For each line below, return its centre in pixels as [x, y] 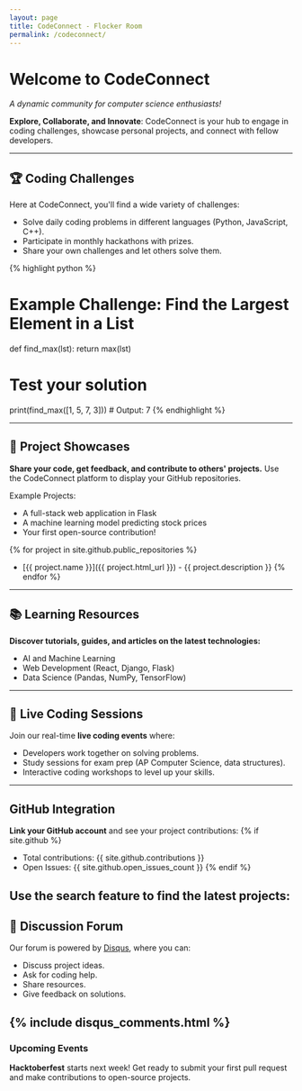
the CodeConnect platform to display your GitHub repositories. [125, 477]
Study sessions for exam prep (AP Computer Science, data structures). [154, 763]
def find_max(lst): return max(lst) [71, 349]
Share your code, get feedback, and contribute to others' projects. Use [144, 468]
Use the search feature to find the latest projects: [150, 896]
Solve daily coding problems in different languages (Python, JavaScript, [155, 223]
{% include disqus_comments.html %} [120, 1022]
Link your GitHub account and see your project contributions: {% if [134, 831]
